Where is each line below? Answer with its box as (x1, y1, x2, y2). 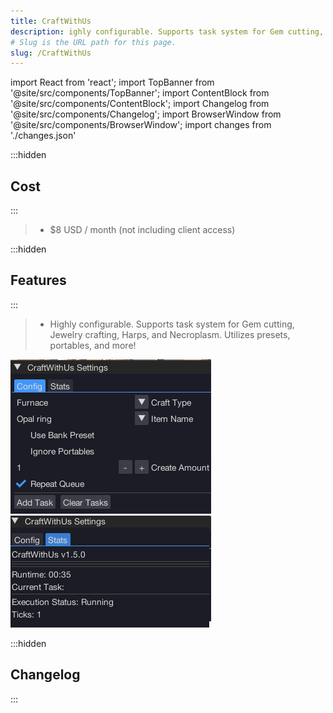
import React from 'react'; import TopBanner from (10, 76, 215, 89)
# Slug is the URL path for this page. (10, 37, 177, 47)
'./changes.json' (10, 130, 77, 142)
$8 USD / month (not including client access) (49, 224, 236, 236)
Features (10, 272, 67, 289)
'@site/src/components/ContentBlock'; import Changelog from (10, 98, 270, 110)
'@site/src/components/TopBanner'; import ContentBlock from (10, 87, 270, 99)
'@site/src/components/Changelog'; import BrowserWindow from (10, 108, 282, 120)
